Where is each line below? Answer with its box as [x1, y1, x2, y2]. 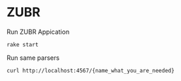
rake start [6, 41, 39, 48]
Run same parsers [6, 54, 60, 62]
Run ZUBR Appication [6, 27, 70, 36]
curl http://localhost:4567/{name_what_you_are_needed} [6, 67, 175, 74]
